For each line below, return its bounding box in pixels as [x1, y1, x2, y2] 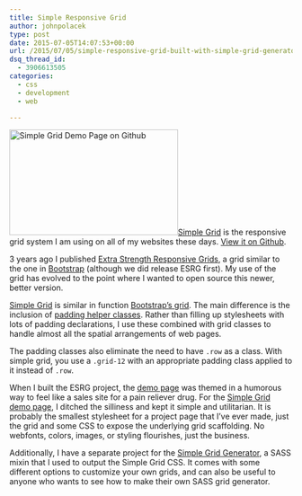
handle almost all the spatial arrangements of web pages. [9, 329, 222, 340]
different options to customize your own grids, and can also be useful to [9, 466, 276, 477]
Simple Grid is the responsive [178, 226, 287, 238]
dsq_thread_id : [9, 55, 67, 64]
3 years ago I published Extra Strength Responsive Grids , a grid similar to [9, 253, 280, 265]
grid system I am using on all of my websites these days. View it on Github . [9, 236, 287, 247]
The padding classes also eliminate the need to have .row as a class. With [9, 346, 283, 357]
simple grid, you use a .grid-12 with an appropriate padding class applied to [9, 356, 293, 367]
